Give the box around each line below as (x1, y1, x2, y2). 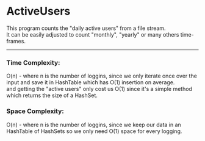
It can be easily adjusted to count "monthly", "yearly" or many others (6, 31, 179, 38)
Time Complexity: (6, 58, 60, 67)
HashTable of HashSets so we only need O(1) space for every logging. (6, 127, 182, 135)
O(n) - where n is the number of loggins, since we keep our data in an (6, 121, 181, 128)
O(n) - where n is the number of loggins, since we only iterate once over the (6, 72, 197, 80)
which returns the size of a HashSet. (6, 92, 98, 99)
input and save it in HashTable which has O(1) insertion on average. (6, 79, 175, 86)
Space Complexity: (6, 107, 64, 115)
